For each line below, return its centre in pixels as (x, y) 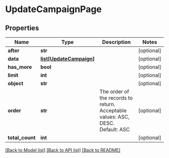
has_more (20, 67)
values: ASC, (115, 117)
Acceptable (113, 111)
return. (108, 104)
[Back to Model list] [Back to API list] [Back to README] (63, 150)
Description (116, 42)
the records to (116, 98)
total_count (22, 138)
